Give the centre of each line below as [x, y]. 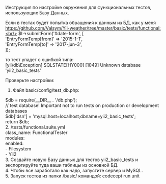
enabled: [15, 143]
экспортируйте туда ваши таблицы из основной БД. [62, 165]
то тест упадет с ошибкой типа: [39, 60]
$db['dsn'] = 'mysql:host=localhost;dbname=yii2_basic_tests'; [71, 116]
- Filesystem [18, 149]
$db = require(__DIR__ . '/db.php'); [41, 100]
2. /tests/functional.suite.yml [35, 127]
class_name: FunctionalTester [36, 133]
